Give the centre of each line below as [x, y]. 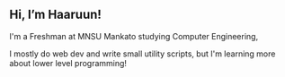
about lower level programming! [68, 63]
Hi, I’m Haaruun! [55, 15]
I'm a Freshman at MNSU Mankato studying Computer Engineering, [134, 36]
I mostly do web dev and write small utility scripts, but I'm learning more [142, 54]
